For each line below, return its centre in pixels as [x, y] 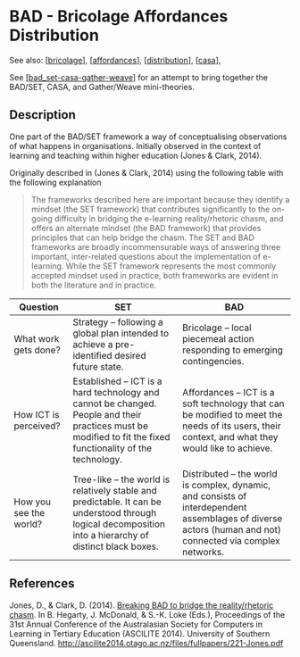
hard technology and [116, 392]
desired [130, 355]
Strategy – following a [118, 321]
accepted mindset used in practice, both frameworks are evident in [154, 275]
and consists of [215, 495]
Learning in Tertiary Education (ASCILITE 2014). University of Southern [140, 633]
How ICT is [37, 414]
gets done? [37, 350]
